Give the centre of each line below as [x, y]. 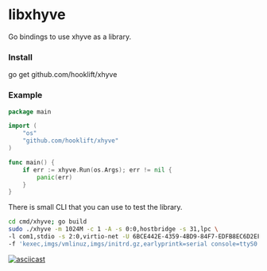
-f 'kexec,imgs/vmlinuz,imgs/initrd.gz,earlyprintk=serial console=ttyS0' [135, 244]
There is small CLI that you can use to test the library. [95, 207]
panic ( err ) [55, 177]
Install [21, 57]
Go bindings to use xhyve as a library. [70, 37]
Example [25, 95]
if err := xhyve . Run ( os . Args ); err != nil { [97, 170]
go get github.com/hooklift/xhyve [63, 75]
